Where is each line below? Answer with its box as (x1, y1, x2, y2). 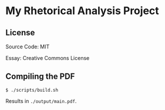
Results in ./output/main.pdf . (5, 97, 77, 104)
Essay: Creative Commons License (5, 55, 90, 61)
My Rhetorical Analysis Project (5, 4, 159, 18)
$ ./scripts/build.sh (5, 87, 59, 93)
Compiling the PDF (5, 72, 75, 82)
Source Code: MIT (5, 43, 50, 50)
